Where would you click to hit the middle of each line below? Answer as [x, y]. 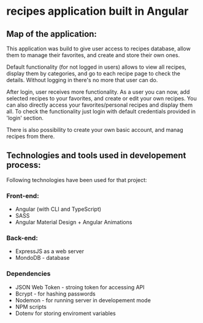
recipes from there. [31, 136]
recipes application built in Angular [98, 11]
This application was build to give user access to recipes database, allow [99, 48]
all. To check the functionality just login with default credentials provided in [101, 111]
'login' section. [25, 118]
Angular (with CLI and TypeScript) [58, 209]
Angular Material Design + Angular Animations [74, 222]
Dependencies [29, 274]
